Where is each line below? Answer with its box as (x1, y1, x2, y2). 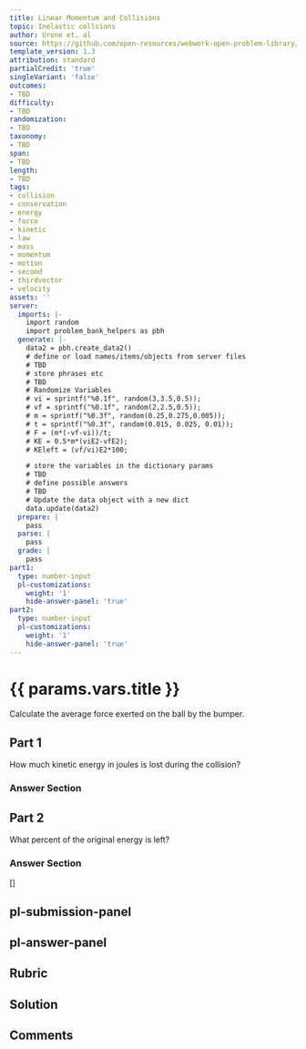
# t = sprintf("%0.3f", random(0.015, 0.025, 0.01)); (25, 420, 234, 429)
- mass (9, 242, 35, 251)
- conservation (9, 199, 67, 209)
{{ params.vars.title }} (9, 678, 180, 699)
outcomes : (9, 81, 47, 90)
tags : (9, 183, 30, 192)
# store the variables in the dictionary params (25, 462, 214, 471)
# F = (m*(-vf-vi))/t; (25, 428, 112, 437)
